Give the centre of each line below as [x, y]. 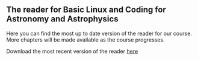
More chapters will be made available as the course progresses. [85, 40]
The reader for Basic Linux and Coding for [86, 10]
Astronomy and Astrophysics [62, 19]
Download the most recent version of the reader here [72, 51]
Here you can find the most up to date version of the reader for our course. [99, 33]
